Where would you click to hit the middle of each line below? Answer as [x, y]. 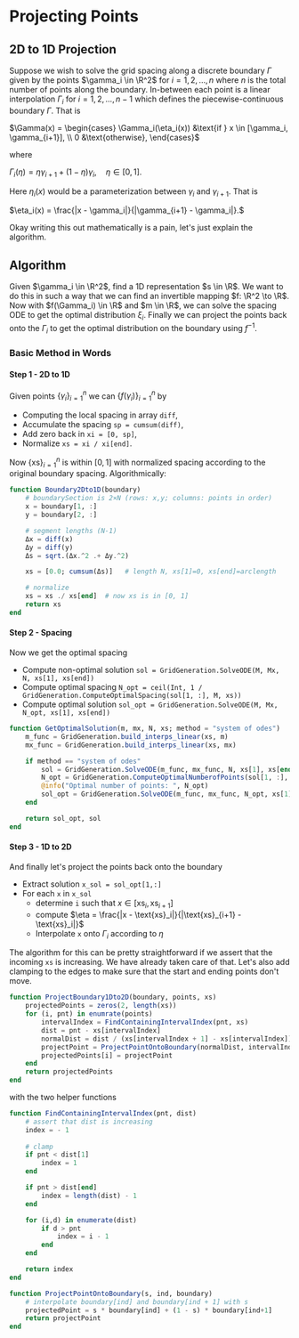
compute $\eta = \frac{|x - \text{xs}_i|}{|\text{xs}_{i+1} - [138, 914]
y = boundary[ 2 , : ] [61, 515]
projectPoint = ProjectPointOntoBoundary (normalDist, [143, 1047]
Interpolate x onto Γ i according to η [100, 934]
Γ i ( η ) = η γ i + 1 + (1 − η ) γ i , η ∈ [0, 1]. [76, 173]
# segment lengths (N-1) [71, 531]
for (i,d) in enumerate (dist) [81, 1220]
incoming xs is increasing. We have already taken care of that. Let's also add [150, 962]
